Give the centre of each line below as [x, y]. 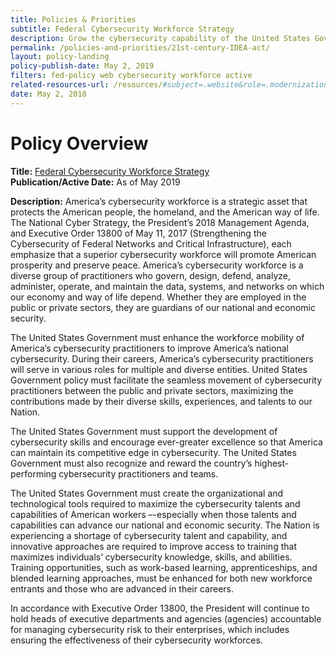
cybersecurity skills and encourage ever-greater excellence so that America [166, 442]
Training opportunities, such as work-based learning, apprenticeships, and [164, 567]
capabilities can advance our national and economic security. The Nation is [165, 525]
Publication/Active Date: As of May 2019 [95, 182]
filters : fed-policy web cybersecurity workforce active [131, 76]
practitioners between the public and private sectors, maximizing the [152, 390]
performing [33, 473]
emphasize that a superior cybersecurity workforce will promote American [163, 254]
